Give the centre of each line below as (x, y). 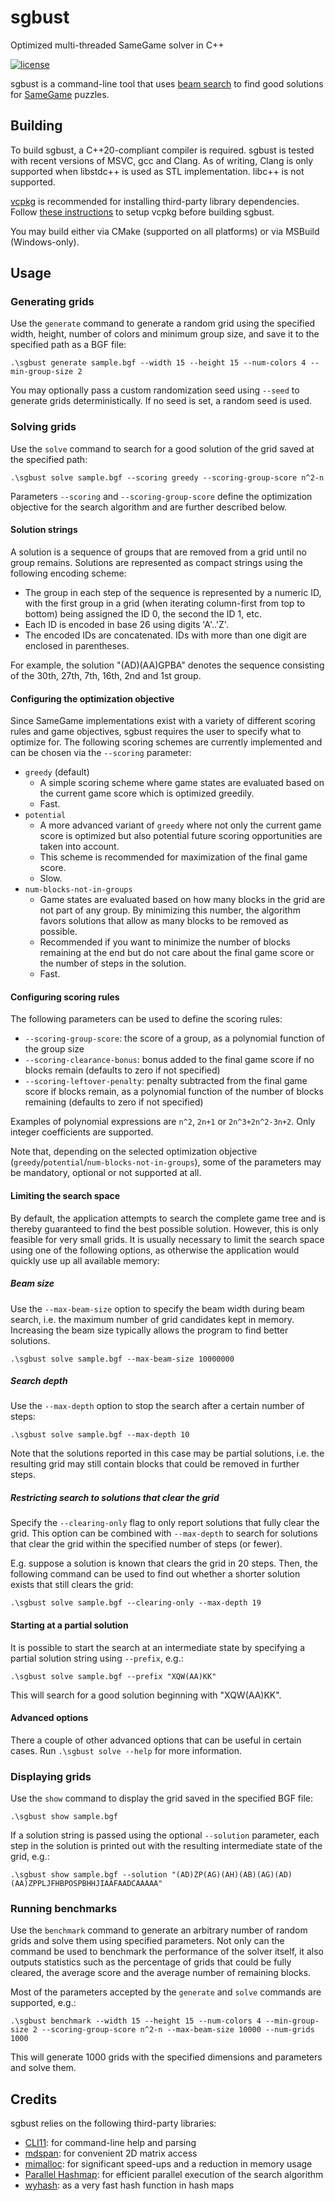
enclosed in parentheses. (77, 645)
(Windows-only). (45, 242)
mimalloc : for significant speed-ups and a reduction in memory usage (168, 2164)
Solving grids (43, 427)
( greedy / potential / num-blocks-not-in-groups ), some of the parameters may (166, 1162)
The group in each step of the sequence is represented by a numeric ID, (173, 592)
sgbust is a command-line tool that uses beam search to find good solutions (167, 83)
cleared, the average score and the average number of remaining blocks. (161, 1973)
